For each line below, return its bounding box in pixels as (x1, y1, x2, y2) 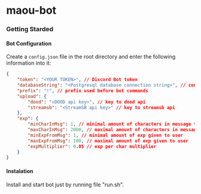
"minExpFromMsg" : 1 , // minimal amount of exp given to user (28, 132, 184, 138)
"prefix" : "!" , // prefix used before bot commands (17, 87, 148, 93)
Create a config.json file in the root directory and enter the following (6, 53, 176, 60)
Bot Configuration (6, 40, 52, 47)
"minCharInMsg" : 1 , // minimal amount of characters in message (28, 121, 191, 128)
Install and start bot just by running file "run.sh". (6, 181, 124, 188)
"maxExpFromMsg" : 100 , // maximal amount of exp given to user (28, 138, 189, 144)
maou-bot (6, 4, 57, 17)
